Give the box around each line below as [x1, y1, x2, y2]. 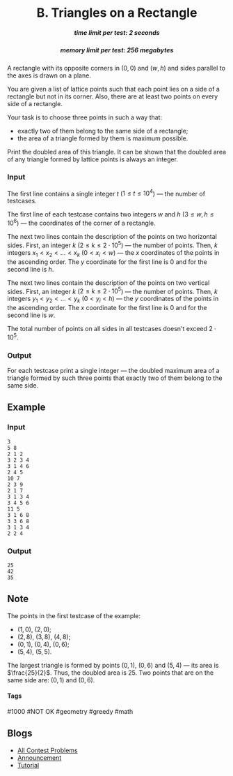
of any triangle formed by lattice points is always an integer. [7, 155, 179, 163]
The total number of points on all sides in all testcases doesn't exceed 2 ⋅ [7, 325, 217, 333]
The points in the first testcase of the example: [7, 611, 141, 620]
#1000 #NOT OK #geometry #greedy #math [7, 708, 134, 715]
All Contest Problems [17, 746, 78, 754]
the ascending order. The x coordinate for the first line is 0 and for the [7, 304, 207, 312]
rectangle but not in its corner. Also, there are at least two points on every [7, 92, 218, 101]
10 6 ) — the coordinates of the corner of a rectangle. [7, 218, 156, 228]
